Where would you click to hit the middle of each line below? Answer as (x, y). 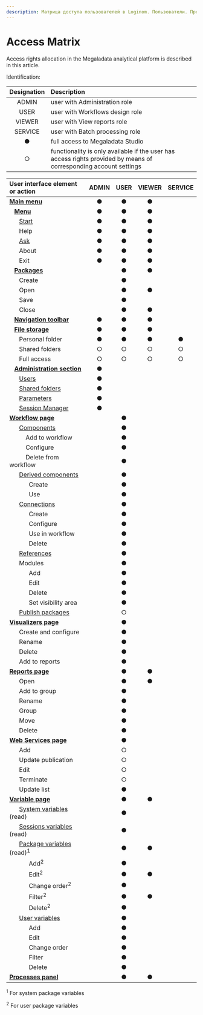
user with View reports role (89, 122)
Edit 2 (36, 874)
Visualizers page (34, 622)
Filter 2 (38, 896)
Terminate (34, 780)
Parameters (36, 398)
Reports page (29, 671)
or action (23, 191)
